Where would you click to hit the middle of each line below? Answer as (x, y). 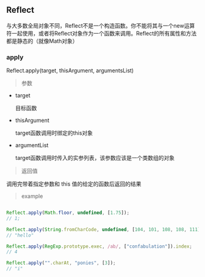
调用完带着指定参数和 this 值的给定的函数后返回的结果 (74, 184)
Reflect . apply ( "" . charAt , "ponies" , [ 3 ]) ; (61, 263)
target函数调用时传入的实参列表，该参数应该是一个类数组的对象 (95, 158)
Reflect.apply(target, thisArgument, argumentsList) (70, 70)
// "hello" (20, 235)
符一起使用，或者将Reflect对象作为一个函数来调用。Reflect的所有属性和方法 (102, 33)
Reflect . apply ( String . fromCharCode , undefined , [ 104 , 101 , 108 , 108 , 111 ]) (105, 229)
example (32, 196)
